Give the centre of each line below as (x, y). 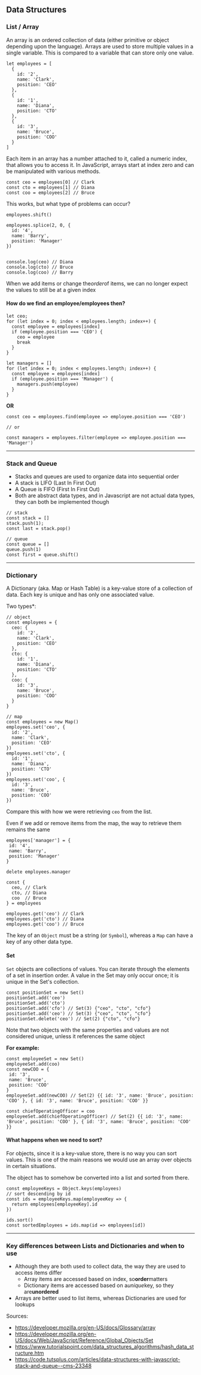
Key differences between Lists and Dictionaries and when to (95, 1246)
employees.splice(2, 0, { (38, 225)
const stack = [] (28, 518)
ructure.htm (29, 1353)
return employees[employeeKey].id (54, 1204)
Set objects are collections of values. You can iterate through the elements (98, 969)
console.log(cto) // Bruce (40, 267)
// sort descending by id (38, 1194)
